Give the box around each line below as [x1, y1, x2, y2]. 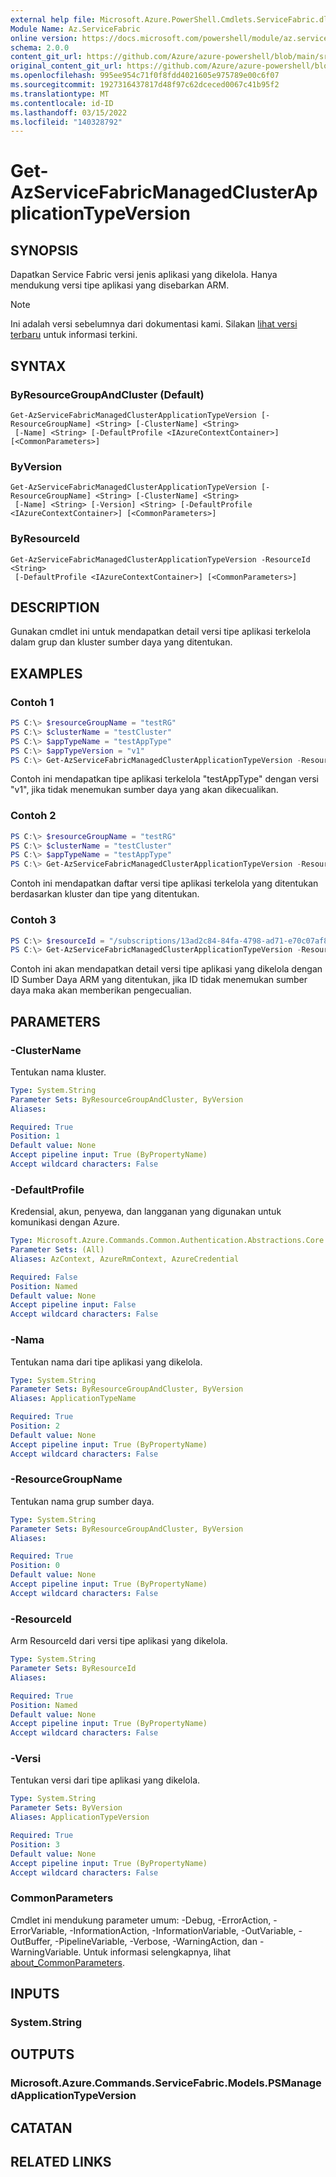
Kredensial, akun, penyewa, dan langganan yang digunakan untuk [10, 1206, 282, 1218]
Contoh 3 [10, 913, 57, 927]
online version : [10, 33, 78, 43]
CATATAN [10, 2119, 73, 2136]
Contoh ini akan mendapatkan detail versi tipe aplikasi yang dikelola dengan [10, 963, 323, 975]
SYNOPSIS [10, 242, 79, 259]
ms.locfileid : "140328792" [10, 117, 123, 127]
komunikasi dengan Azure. [10, 1216, 120, 1228]
